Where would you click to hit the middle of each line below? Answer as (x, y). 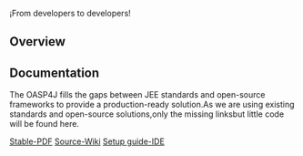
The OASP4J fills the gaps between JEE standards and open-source (137, 95)
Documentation (55, 73)
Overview (38, 42)
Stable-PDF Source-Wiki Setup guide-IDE (87, 141)
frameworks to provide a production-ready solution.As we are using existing (152, 105)
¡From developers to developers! (71, 13)
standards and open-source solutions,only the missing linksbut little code (147, 114)
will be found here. (45, 124)
